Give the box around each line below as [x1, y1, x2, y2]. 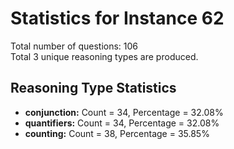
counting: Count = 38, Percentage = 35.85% [24, 127, 210, 139]
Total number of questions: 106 [10, 40, 139, 52]
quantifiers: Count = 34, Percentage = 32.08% [24, 117, 220, 129]
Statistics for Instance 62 [10, 7, 225, 30]
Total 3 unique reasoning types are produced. [10, 50, 199, 62]
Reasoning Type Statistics [10, 80, 177, 97]
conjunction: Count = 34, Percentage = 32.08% [24, 106, 224, 118]
